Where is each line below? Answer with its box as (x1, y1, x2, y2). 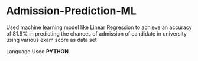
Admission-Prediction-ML (6, 4, 137, 18)
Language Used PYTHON (6, 47, 69, 54)
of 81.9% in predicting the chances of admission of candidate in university (6, 30, 187, 37)
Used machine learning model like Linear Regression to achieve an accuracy (6, 24, 192, 31)
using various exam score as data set (6, 36, 97, 43)
